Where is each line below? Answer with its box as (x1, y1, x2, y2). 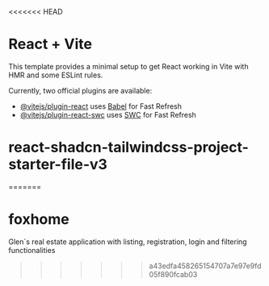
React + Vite (8, 35, 93, 53)
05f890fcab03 (149, 269, 198, 279)
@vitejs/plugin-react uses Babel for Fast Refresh (19, 101, 183, 111)
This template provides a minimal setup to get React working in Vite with (8, 61, 249, 71)
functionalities (8, 245, 56, 255)
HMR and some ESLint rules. (8, 70, 103, 80)
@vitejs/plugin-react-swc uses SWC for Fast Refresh (19, 110, 196, 119)
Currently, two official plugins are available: (8, 85, 153, 95)
